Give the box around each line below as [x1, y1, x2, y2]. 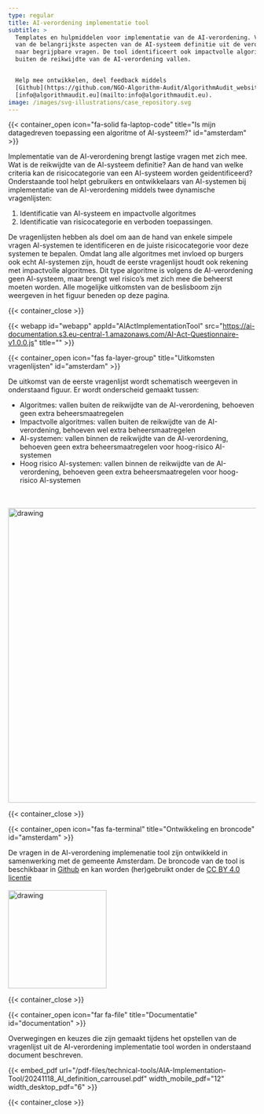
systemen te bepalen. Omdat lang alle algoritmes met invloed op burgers [8, 249, 244, 259]
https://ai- [222, 322, 255, 331]
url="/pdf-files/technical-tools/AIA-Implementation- [58, 1066, 226, 1075]
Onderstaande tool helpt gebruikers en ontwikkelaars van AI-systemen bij [8, 177, 247, 186]
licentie [8, 873, 32, 883]
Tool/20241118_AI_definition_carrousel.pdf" [8, 1074, 148, 1083]
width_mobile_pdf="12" [148, 1074, 225, 1083]
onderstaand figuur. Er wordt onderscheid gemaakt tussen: [8, 385, 200, 395]
